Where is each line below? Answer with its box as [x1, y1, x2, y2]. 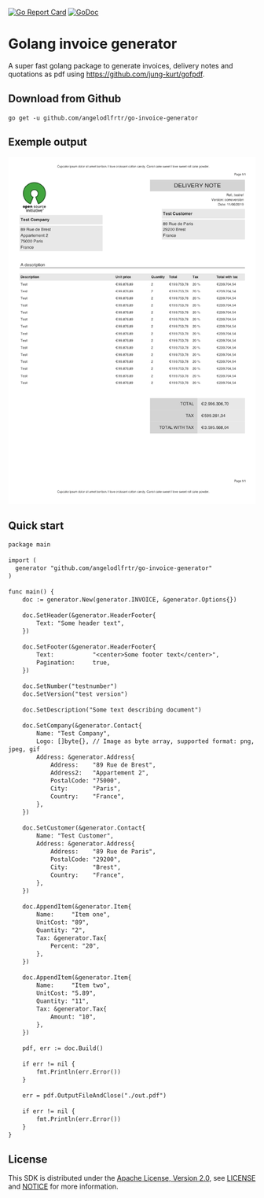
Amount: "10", [49, 1013, 97, 1021]
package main [8, 541, 51, 549]
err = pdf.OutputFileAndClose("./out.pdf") [22, 1092, 167, 1100]
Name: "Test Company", [36, 730, 111, 738]
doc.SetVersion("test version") [22, 690, 128, 698]
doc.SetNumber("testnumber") [22, 682, 118, 690]
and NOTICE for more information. [8, 1181, 119, 1192]
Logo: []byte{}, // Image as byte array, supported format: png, [36, 738, 255, 745]
